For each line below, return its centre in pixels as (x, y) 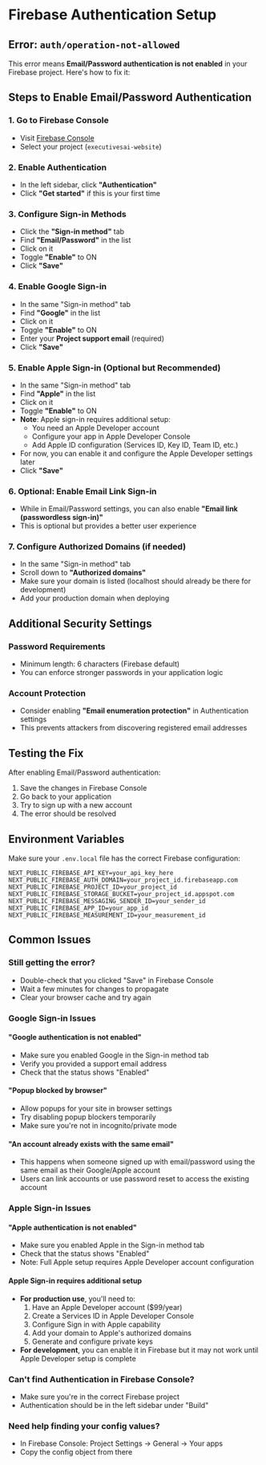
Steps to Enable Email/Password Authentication (130, 98)
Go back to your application (66, 796)
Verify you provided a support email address (93, 1063)
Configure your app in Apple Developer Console (111, 436)
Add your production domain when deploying (95, 598)
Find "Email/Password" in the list (75, 240)
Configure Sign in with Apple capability (96, 1324)
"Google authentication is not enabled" (75, 1037)
